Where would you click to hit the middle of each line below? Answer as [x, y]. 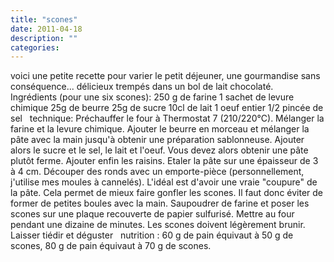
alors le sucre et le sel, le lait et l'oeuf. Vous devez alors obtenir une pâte [159, 150]
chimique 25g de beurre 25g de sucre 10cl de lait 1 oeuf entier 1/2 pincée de [167, 108]
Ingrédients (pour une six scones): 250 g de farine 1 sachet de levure [152, 97]
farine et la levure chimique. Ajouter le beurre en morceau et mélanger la [160, 129]
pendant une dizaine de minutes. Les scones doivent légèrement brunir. [158, 225]
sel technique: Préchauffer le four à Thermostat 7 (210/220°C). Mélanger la [167, 118]
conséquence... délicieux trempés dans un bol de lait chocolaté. [142, 87]
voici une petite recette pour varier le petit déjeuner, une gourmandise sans [165, 76]
